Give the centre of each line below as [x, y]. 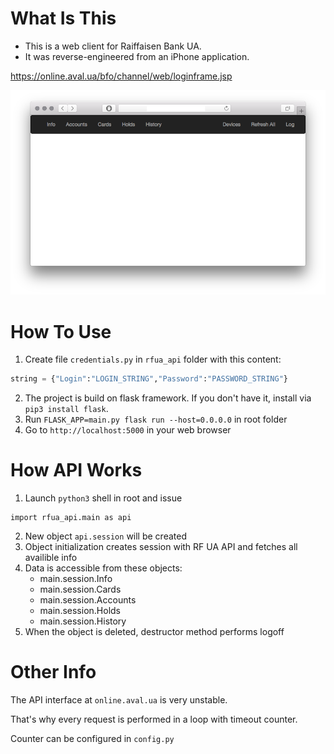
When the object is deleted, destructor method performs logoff [154, 632]
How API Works [76, 470]
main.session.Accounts [88, 600]
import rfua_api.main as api [71, 518]
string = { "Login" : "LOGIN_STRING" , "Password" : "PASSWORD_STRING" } [149, 379]
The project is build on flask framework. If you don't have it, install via [168, 398]
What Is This [63, 18]
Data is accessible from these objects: [103, 568]
